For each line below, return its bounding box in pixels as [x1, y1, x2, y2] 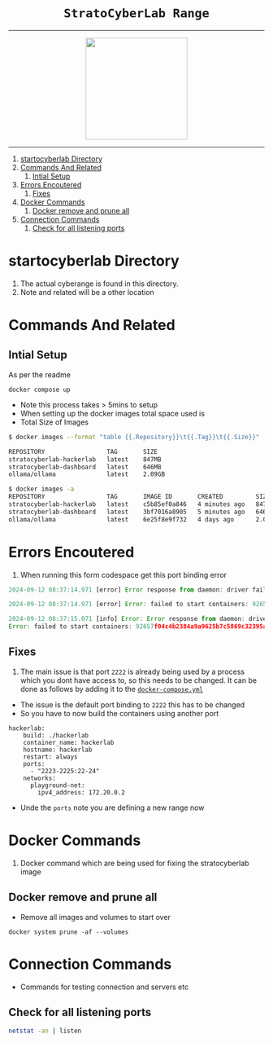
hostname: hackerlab [23, 746, 93, 754]
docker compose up [8, 385, 71, 394]
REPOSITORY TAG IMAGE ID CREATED [8, 493, 223, 501]
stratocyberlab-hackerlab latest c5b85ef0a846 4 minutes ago [8, 500, 245, 508]
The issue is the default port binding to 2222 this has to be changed [19, 699, 245, 710]
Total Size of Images [19, 417, 89, 427]
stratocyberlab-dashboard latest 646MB [8, 463, 162, 471]
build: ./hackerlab [23, 731, 89, 739]
